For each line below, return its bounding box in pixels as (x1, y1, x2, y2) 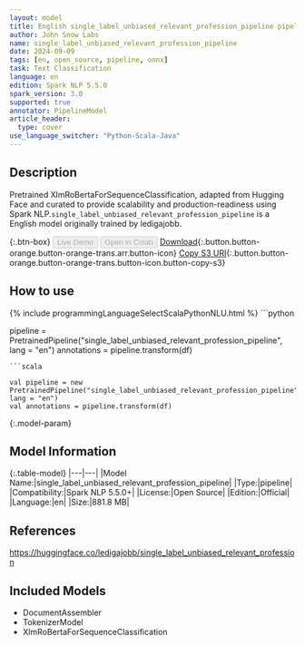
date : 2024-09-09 (9, 47, 75, 56)
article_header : (9, 114, 71, 123)
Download (159, 236, 198, 247)
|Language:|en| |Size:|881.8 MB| (9, 496, 130, 508)
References (9, 523, 76, 538)
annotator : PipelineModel (9, 106, 107, 115)
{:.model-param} (9, 417, 73, 428)
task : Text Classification (9, 64, 112, 73)
